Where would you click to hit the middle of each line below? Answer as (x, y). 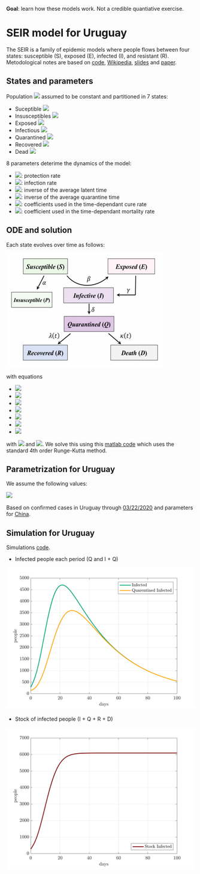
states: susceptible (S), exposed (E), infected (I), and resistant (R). (88, 56)
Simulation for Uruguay (50, 533)
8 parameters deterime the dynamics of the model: (69, 163)
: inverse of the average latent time (64, 190)
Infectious (27, 130)
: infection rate (39, 183)
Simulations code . (28, 548)
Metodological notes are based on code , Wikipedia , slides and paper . (92, 62)
